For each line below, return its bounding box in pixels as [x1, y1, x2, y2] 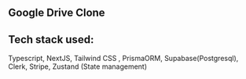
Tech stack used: [8, 33, 94, 46]
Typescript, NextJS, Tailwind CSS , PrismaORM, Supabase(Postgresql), [8, 54, 239, 63]
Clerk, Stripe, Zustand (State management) [8, 62, 148, 71]
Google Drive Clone [8, 6, 105, 20]
